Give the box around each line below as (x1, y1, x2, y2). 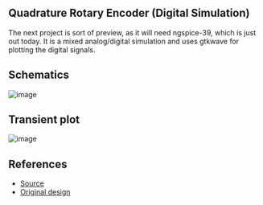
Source (19, 178, 44, 188)
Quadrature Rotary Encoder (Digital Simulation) (8, 6, 250, 20)
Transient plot (8, 113, 80, 127)
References (8, 157, 68, 171)
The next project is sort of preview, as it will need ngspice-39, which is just (8, 27, 257, 37)
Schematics (8, 68, 70, 82)
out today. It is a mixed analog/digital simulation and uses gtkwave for (8, 36, 240, 46)
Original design (19, 187, 71, 197)
